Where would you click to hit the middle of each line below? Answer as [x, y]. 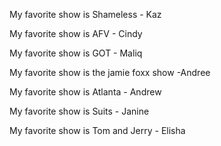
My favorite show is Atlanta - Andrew [85, 92]
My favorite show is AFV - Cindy [76, 33]
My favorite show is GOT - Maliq [76, 53]
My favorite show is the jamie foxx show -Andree [110, 72]
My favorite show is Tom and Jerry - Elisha [97, 130]
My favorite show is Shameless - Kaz [85, 14]
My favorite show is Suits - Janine [79, 111]
